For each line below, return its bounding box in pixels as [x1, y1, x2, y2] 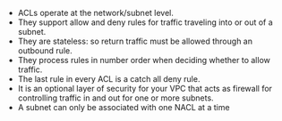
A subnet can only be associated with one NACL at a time [17, 102, 230, 112]
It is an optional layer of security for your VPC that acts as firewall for [17, 84, 273, 93]
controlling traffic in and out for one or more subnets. [17, 93, 214, 103]
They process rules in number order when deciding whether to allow [17, 55, 270, 65]
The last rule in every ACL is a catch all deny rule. [17, 74, 201, 84]
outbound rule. [17, 45, 73, 56]
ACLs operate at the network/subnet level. [17, 8, 175, 18]
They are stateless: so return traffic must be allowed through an [17, 36, 253, 46]
